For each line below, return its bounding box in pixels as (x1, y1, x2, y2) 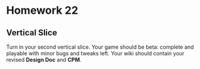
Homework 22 (6, 4, 78, 17)
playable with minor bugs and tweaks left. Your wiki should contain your (6, 50, 185, 57)
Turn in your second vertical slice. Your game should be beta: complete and (6, 43, 194, 50)
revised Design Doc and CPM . (6, 56, 82, 63)
